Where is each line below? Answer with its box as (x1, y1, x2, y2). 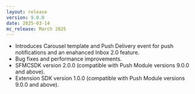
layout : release (6, 8, 47, 15)
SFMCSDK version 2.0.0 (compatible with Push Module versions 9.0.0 (15, 62, 190, 69)
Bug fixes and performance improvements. (15, 55, 122, 62)
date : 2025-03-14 (6, 20, 50, 26)
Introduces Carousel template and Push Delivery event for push (15, 42, 174, 50)
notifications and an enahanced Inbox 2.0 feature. (15, 49, 140, 56)
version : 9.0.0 (6, 15, 45, 21)
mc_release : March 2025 (6, 25, 67, 32)
